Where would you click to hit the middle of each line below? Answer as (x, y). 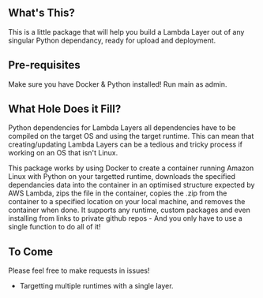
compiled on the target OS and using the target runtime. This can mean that (131, 136)
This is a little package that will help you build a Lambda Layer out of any (126, 32)
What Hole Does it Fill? (65, 109)
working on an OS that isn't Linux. (63, 153)
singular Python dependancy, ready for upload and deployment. (112, 40)
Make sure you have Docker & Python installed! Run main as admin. (118, 84)
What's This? (41, 13)
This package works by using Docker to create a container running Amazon (131, 168)
